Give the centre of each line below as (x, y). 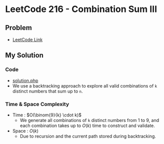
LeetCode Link (27, 39)
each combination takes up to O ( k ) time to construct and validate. (87, 125)
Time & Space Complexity (37, 104)
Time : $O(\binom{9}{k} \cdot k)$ (47, 115)
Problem (19, 28)
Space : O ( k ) (25, 130)
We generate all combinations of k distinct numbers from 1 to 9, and (89, 120)
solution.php (25, 80)
